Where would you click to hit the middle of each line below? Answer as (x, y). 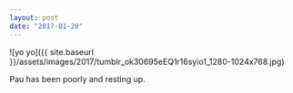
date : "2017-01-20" (46, 26)
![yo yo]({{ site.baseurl (51, 51)
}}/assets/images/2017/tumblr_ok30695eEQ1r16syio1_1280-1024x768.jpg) (147, 61)
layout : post (34, 18)
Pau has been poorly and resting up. (77, 79)
